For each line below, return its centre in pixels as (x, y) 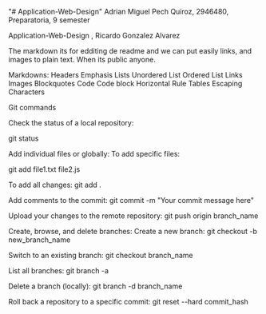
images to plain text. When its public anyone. (82, 60)
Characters (27, 92)
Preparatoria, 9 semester (49, 20)
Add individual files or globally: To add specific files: (94, 154)
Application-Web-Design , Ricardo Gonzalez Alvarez (94, 36)
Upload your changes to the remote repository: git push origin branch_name (133, 216)
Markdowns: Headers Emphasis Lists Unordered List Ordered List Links (125, 75)
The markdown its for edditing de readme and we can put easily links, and (130, 51)
